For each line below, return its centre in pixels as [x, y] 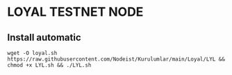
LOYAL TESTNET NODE [75, 12]
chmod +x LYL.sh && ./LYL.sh [49, 65]
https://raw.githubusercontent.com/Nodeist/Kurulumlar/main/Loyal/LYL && [116, 59]
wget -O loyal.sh [32, 53]
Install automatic [44, 37]
